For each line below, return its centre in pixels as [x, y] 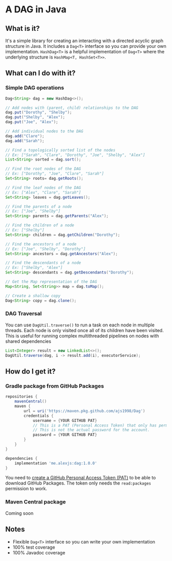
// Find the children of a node [40, 225]
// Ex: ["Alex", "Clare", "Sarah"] [43, 192]
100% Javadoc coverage [39, 552]
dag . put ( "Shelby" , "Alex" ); [35, 117]
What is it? [23, 28]
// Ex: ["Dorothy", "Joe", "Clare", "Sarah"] [55, 174]
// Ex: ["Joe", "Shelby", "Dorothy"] [46, 249]
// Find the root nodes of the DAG [43, 169]
